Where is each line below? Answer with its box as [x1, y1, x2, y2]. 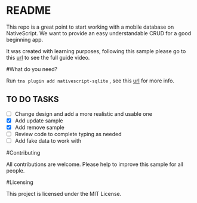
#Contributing [6, 149, 41, 156]
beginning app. [6, 36, 44, 43]
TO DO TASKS [6, 94, 59, 104]
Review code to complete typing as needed [14, 130, 122, 137]
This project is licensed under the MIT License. [6, 190, 122, 198]
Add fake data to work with [14, 137, 82, 144]
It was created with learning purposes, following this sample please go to [6, 47, 186, 54]
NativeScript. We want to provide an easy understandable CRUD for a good [6, 29, 192, 36]
